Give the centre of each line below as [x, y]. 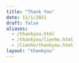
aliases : [17, 28]
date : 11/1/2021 [26, 17]
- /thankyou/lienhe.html [42, 40]
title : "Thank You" [31, 12]
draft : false [22, 23]
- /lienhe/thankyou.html [42, 46]
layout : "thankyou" [31, 51]
